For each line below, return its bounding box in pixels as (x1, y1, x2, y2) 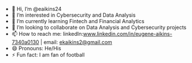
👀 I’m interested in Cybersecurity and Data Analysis (11, 12, 136, 18)
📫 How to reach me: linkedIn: (11, 31, 84, 37)
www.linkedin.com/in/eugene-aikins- (83, 31, 173, 37)
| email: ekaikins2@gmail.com (40, 39, 112, 46)
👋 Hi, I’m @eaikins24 (11, 6, 62, 12)
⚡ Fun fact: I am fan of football (11, 51, 85, 58)
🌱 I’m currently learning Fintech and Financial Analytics (11, 18, 145, 24)
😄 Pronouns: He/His (11, 45, 61, 51)
